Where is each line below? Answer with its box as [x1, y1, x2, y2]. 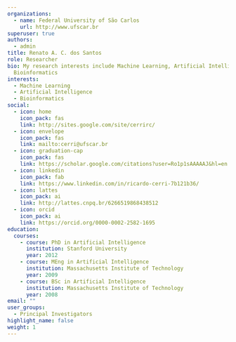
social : [7, 102, 30, 109]
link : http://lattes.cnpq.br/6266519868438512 [20, 199, 159, 207]
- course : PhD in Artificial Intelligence [20, 239, 146, 246]
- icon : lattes [13, 187, 58, 194]
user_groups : [7, 304, 46, 311]
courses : [13, 232, 39, 239]
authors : [7, 37, 33, 44]
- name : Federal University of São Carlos [13, 17, 140, 24]
